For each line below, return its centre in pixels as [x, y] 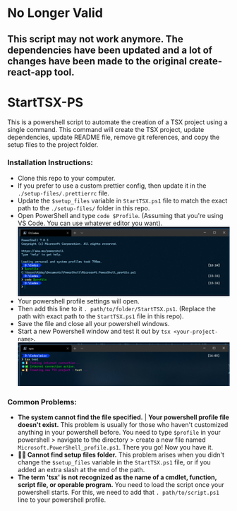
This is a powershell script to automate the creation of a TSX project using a [117, 122]
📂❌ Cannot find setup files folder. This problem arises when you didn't [121, 455]
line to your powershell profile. [62, 500]
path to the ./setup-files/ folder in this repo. [84, 208]
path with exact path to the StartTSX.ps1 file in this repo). [101, 316]
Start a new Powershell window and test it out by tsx [94, 331]
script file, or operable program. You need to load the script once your [121, 485]
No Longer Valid [55, 13]
